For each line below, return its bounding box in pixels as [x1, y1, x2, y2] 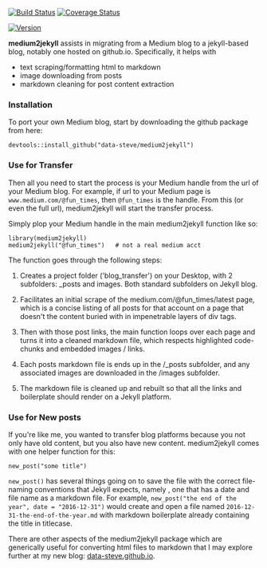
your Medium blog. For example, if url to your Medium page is [8, 186, 211, 195]
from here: [8, 126, 43, 136]
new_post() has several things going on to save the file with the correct [8, 475, 241, 486]
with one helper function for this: [8, 447, 116, 456]
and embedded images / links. [45, 344, 145, 353]
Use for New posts [8, 412, 81, 423]
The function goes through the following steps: [8, 255, 163, 265]
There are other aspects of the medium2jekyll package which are [8, 534, 223, 543]
